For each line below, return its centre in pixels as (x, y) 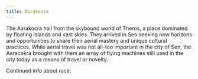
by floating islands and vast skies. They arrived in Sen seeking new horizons (99, 34)
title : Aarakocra (27, 11)
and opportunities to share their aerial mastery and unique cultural (87, 40)
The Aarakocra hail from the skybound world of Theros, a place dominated (97, 28)
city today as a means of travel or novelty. (57, 59)
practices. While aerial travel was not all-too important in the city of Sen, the (99, 47)
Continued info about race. (39, 70)
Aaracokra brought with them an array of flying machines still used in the (95, 53)
